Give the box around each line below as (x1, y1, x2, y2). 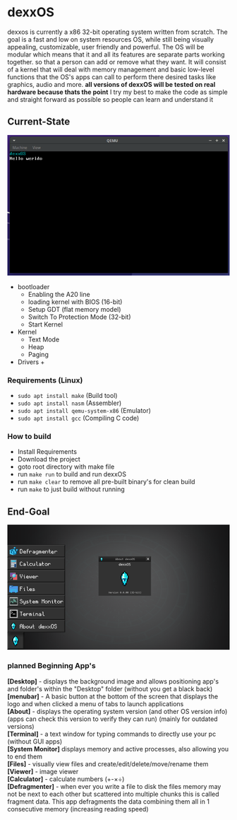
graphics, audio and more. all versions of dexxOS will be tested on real (7, 80, 216, 88)
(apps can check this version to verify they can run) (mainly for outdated (7, 715, 218, 723)
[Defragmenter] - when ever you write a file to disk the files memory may (7, 782, 221, 790)
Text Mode (28, 335, 60, 344)
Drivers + (17, 358, 45, 366)
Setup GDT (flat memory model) (28, 305, 121, 313)
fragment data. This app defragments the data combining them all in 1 (7, 797, 210, 806)
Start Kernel (28, 320, 63, 329)
